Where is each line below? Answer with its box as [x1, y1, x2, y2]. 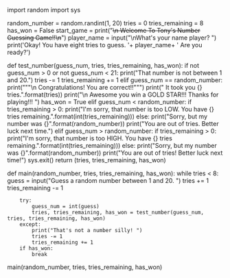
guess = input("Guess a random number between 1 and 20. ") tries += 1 [7, 177, 209, 184]
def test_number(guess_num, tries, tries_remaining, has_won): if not [7, 62, 200, 69]
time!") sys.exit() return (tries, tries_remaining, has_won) [7, 156, 166, 164]
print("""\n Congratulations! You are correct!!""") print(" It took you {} [7, 84, 203, 91]
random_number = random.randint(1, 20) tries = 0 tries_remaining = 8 [7, 19, 204, 27]
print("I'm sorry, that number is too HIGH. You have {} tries [7, 134, 173, 142]
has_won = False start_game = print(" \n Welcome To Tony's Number [7, 27, 200, 34]
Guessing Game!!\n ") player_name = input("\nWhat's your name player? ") [7, 34, 217, 42]
